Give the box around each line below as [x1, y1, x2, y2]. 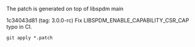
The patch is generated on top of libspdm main [6, 5, 124, 12]
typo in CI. [6, 23, 32, 30]
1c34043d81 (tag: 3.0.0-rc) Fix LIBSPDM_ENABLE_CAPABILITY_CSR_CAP [6, 17, 190, 23]
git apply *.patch [6, 35, 53, 41]
